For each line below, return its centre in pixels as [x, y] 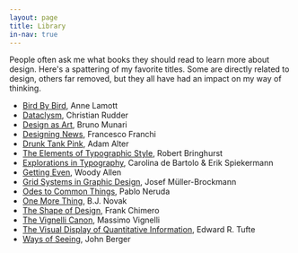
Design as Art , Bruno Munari [74, 125]
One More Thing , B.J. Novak [74, 201]
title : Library [38, 26]
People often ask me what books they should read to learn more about [140, 60]
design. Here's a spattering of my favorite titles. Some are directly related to [149, 69]
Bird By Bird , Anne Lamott [70, 106]
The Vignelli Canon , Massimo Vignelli [91, 220]
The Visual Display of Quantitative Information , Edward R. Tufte [139, 230]
